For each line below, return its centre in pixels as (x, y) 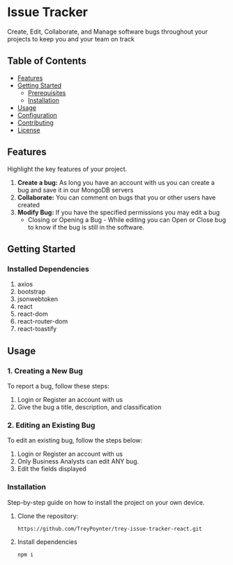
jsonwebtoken (37, 299)
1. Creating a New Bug (45, 370)
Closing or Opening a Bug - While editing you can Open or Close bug (127, 219)
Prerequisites (47, 92)
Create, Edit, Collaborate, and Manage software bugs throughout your (107, 32)
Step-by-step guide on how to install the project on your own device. (106, 502)
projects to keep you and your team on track (71, 39)
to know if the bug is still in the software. (86, 227)
